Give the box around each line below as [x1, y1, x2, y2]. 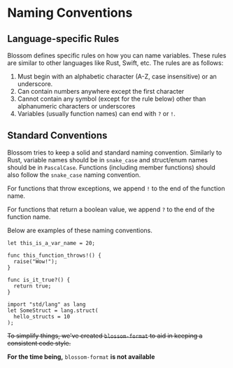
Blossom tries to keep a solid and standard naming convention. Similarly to [7, 148, 223, 157]
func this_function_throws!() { [7, 252, 101, 259]
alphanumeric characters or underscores [17, 102, 136, 110]
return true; [13, 282, 52, 290]
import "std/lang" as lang [7, 301, 86, 308]
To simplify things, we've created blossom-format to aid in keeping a [7, 331, 203, 340]
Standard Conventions [7, 129, 108, 141]
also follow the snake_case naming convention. [7, 170, 141, 179]
